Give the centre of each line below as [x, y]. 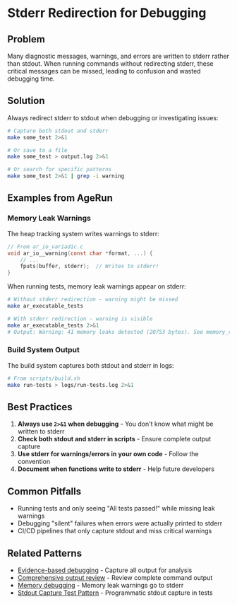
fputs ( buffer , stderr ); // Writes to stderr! [90, 267]
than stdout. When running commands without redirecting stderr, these [110, 64]
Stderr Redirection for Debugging [107, 13]
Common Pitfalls [44, 491]
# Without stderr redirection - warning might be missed [93, 300]
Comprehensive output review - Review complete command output [115, 577]
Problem [26, 39]
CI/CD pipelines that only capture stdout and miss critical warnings [115, 531]
